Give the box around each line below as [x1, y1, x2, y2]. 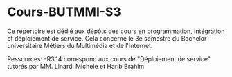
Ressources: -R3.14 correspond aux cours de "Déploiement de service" [7, 54, 211, 63]
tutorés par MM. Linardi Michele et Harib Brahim [7, 62, 145, 70]
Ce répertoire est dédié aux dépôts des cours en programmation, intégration [7, 27, 225, 35]
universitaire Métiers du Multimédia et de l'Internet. [7, 41, 153, 49]
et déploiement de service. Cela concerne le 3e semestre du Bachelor [7, 34, 207, 42]
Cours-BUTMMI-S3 [7, 4, 121, 20]
